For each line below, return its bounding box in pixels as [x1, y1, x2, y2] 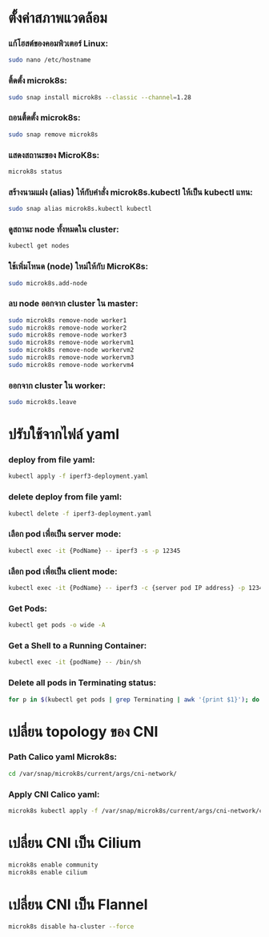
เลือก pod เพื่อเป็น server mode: [8, 528, 122, 539]
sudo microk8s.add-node [8, 279, 88, 287]
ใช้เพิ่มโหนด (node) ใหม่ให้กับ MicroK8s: [8, 261, 149, 273]
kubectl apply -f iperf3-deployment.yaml [8, 472, 149, 481]
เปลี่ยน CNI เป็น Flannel [8, 895, 148, 914]
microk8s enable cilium [8, 868, 88, 876]
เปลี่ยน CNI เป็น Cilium [8, 834, 142, 852]
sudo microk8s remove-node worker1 [8, 316, 127, 325]
